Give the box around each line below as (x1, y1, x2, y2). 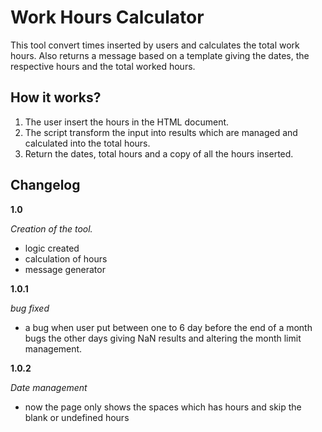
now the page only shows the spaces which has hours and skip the (24, 401, 302, 413)
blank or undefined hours (24, 411, 130, 423)
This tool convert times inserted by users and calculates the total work (10, 39, 300, 51)
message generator (24, 263, 106, 275)
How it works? (10, 89, 102, 106)
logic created (24, 242, 80, 254)
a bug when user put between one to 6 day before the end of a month (24, 321, 313, 333)
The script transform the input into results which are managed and (24, 126, 298, 138)
